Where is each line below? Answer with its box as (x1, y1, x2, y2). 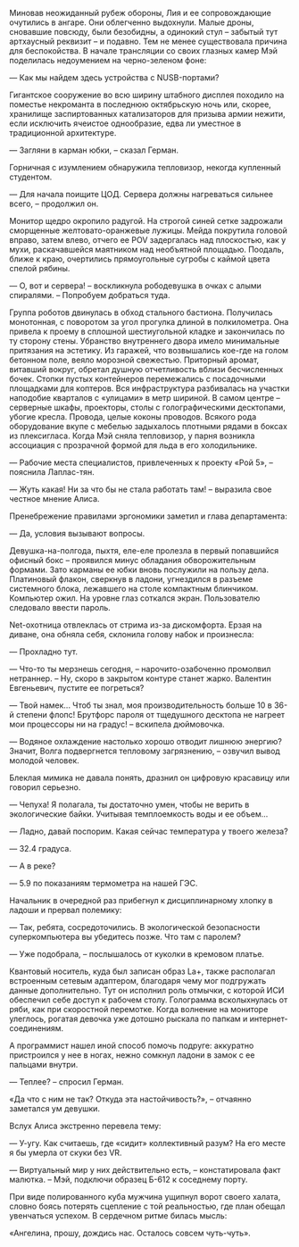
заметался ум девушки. (9, 1103, 101, 1114)
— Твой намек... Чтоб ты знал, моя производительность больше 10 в (9, 700, 272, 711)
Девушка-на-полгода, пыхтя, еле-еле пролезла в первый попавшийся (9, 545, 279, 556)
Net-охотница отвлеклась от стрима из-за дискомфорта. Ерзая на (9, 619, 262, 630)
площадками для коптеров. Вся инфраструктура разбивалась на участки (9, 383, 290, 394)
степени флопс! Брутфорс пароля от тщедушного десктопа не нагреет (16, 710, 286, 719)
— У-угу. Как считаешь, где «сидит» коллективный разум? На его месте (9, 1138, 286, 1148)
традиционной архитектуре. (9, 128, 117, 137)
